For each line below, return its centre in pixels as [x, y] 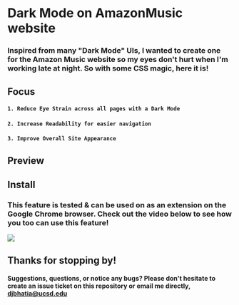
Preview [26, 161]
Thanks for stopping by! [62, 260]
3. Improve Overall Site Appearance [62, 139]
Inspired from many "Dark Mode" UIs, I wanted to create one [114, 51]
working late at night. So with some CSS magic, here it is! [108, 68]
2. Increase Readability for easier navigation [80, 124]
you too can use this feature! [58, 222]
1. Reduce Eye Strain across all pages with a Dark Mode [94, 109]
